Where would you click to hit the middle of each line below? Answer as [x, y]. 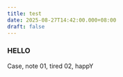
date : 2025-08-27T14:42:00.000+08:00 [62, 20]
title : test [24, 14]
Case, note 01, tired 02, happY [50, 66]
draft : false [26, 26]
